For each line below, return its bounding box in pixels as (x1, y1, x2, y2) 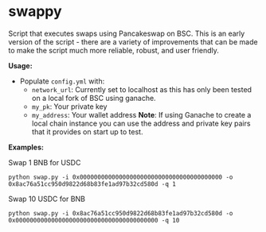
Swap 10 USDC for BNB (8, 194, 86, 203)
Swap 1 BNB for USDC (8, 157, 81, 167)
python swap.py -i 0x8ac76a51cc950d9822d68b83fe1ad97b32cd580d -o (8, 209, 233, 217)
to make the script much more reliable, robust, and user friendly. (8, 45, 219, 55)
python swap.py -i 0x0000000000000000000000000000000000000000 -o (8, 173, 233, 181)
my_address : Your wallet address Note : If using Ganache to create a (31, 110, 252, 119)
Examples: (8, 142, 44, 152)
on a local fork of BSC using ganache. (31, 93, 157, 102)
